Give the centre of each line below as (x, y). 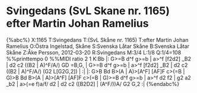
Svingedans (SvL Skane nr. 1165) (88, 11)
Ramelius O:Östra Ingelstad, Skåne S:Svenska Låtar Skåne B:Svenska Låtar (98, 46)
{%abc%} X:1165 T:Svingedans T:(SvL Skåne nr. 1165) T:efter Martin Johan (97, 40)
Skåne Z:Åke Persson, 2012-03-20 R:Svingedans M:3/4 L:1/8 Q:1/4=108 (94, 52)
